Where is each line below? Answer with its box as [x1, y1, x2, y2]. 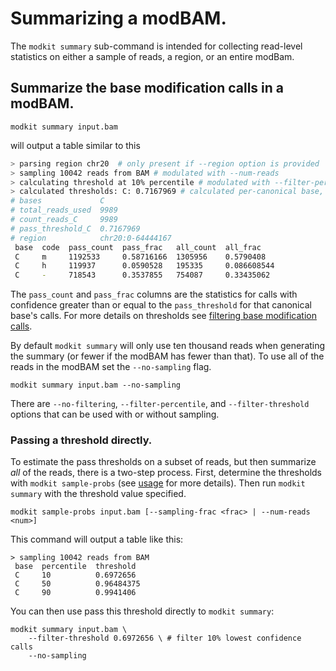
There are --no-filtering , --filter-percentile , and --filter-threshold [10, 398, 310, 410]
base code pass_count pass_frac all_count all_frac [14, 242, 262, 252]
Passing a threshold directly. [10, 433, 153, 447]
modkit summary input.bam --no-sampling [10, 380, 182, 391]
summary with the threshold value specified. [10, 488, 187, 500]
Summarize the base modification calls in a [10, 80, 285, 97]
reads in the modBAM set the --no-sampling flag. [10, 361, 212, 373]
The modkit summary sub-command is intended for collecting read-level [10, 40, 303, 52]
